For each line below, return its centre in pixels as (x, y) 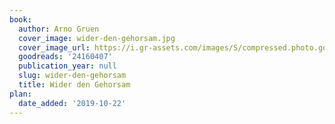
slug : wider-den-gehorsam (72, 76)
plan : (20, 94)
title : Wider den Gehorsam (74, 85)
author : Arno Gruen (59, 29)
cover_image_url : (54, 47)
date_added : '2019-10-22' (72, 103)
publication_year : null (67, 66)
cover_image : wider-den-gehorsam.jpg (97, 38)
